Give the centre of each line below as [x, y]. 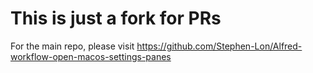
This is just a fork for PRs [116, 18]
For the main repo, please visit [72, 46]
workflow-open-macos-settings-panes [91, 56]
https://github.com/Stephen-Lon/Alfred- [219, 46]
